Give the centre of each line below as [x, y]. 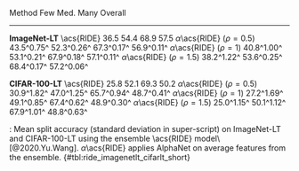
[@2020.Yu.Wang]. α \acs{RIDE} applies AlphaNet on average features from [148, 148]
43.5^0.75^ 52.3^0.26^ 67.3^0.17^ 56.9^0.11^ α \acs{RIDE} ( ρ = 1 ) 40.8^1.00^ [146, 47]
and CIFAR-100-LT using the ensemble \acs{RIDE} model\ [115, 138]
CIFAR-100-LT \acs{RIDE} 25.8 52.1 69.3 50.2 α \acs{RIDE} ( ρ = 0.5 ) [133, 84]
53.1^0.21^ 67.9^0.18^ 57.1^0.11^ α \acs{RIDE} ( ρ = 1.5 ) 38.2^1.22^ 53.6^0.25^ [146, 57]
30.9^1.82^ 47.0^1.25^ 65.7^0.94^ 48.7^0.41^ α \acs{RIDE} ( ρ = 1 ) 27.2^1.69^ [146, 93]
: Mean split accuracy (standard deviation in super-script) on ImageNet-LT [145, 129]
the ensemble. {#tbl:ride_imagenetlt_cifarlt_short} [100, 157]
